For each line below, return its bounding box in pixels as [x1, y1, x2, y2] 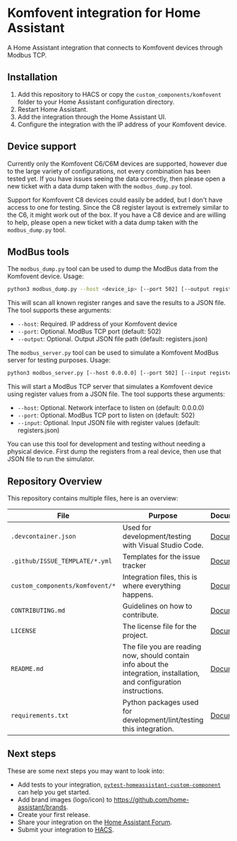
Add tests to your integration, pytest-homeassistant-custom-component [17, 780, 221, 789]
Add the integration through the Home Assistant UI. [17, 112, 167, 121]
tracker [122, 560, 147, 570]
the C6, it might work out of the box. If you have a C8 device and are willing [7, 210, 226, 219]
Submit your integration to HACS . [17, 825, 114, 834]
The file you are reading [122, 641, 202, 651]
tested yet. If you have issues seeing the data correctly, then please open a [7, 174, 226, 183]
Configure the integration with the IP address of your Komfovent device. [17, 120, 227, 129]
